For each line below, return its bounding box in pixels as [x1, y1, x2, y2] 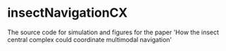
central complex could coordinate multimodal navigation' [7, 35, 172, 43]
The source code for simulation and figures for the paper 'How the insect [7, 28, 220, 36]
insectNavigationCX [7, 5, 128, 21]
